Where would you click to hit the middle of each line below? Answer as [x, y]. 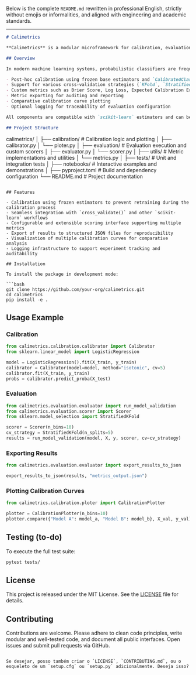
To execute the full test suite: [41, 551]
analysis [17, 243]
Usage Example [35, 318]
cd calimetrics [24, 294]
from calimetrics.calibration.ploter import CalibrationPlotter [86, 503]
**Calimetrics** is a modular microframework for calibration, [85, 47]
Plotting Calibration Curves [45, 491]
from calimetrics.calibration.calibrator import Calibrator [81, 347]
